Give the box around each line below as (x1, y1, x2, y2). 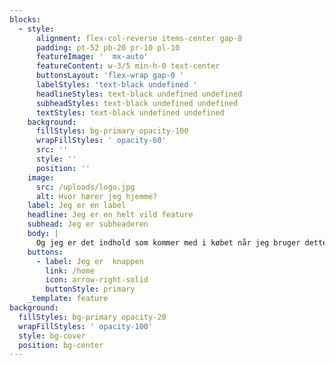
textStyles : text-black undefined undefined (35, 107, 225, 118)
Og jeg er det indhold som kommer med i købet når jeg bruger (35, 237, 301, 248)
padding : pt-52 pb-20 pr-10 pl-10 (35, 42, 181, 53)
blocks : (9, 14, 42, 25)
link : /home (45, 266, 96, 276)
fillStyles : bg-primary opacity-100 (35, 126, 189, 136)
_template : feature (27, 294, 109, 304)
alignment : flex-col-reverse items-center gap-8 (35, 33, 243, 43)
